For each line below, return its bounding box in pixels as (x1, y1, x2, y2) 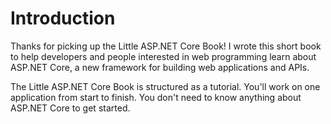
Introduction (10, 7, 116, 30)
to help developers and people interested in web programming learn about (10, 50, 317, 62)
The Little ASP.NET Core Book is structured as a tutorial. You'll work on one (10, 80, 321, 92)
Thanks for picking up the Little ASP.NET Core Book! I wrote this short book (10, 40, 322, 52)
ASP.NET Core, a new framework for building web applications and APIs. (10, 61, 310, 73)
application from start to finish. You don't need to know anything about (10, 91, 302, 103)
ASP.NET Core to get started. (10, 102, 131, 114)
